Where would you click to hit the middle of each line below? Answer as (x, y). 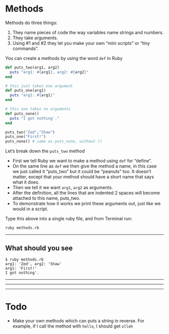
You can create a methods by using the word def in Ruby (64, 58)
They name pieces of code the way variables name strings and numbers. (88, 32)
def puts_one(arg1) (26, 91)
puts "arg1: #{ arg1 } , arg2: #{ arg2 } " (49, 72)
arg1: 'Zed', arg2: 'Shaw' (33, 264)
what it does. (26, 182)
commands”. (25, 48)
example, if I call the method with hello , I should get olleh (73, 326)
